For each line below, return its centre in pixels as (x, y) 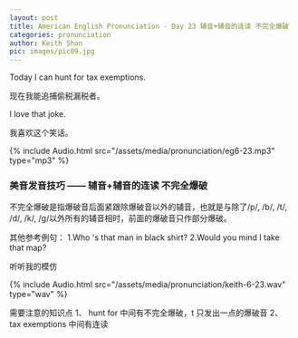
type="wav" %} (38, 295)
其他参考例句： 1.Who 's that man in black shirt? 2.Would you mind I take (145, 237)
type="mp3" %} (39, 160)
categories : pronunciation (60, 34)
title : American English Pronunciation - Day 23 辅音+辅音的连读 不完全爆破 (149, 26)
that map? (28, 248)
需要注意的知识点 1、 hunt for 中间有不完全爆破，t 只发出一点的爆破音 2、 (146, 313)
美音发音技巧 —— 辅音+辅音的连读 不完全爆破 (109, 186)
